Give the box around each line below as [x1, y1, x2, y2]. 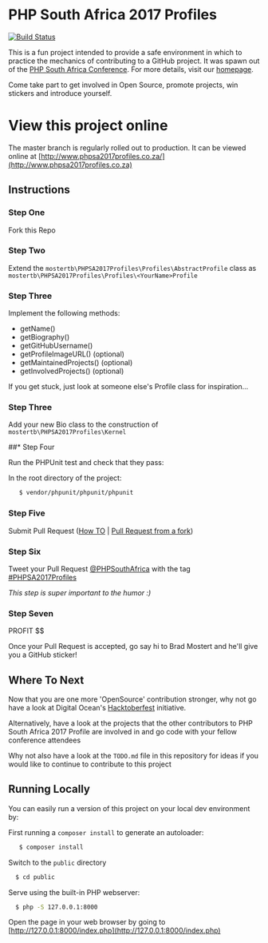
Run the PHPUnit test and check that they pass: [8, 458, 164, 468]
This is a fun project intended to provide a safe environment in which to [8, 47, 242, 57]
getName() [19, 324, 56, 333]
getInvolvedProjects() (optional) [19, 366, 124, 376]
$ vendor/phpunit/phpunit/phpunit [18, 489, 134, 497]
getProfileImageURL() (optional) [19, 349, 125, 359]
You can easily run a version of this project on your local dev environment [8, 803, 250, 813]
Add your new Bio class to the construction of [8, 420, 159, 429]
